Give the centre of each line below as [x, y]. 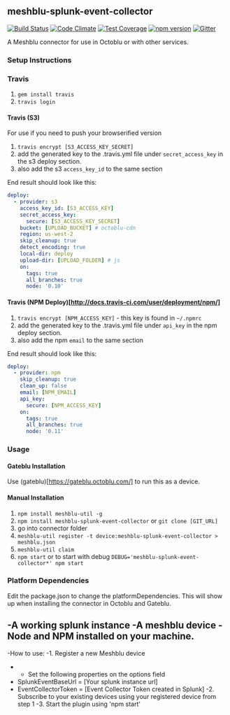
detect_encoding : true [53, 248]
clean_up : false [44, 386]
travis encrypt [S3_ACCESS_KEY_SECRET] [76, 147]
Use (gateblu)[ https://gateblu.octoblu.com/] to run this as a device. [104, 481]
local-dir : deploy [46, 254]
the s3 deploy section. [49, 162]
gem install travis [46, 95]
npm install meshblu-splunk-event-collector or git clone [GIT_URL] [118, 521]
